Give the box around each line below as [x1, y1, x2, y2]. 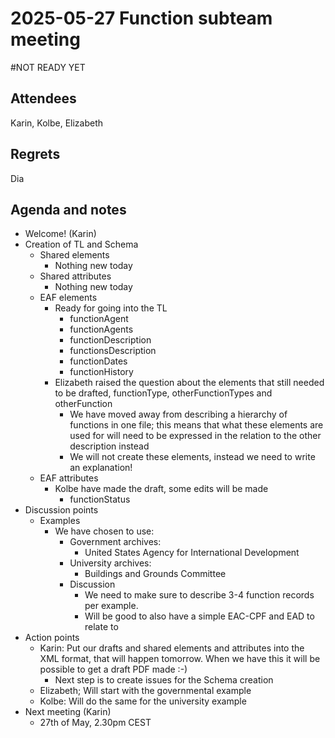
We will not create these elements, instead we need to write [69, 451, 316, 463]
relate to [84, 621, 119, 633]
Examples [39, 515, 81, 527]
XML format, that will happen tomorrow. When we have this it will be [39, 653, 321, 665]
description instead [69, 440, 150, 452]
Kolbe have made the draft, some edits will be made [54, 483, 269, 495]
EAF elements [39, 292, 98, 304]
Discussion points [24, 504, 99, 516]
